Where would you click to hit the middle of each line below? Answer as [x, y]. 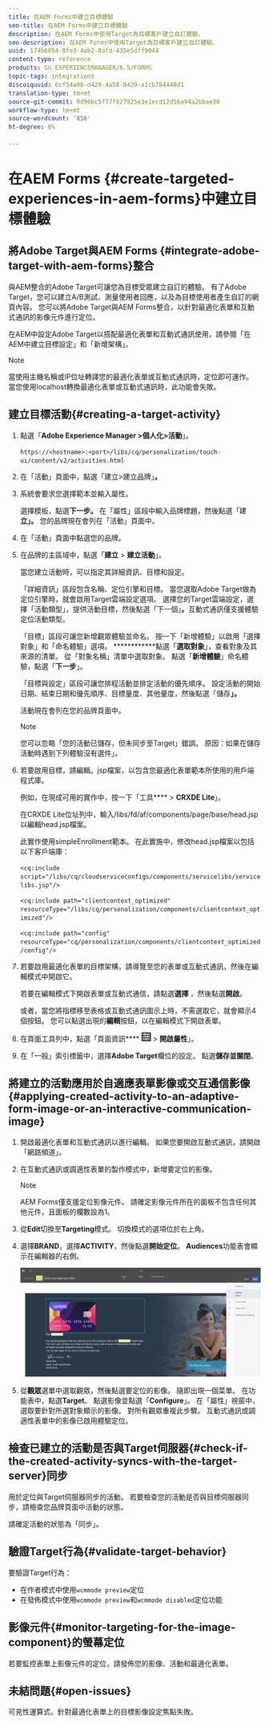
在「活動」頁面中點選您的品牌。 [72, 537]
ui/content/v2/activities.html [72, 461]
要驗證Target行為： [40, 1572]
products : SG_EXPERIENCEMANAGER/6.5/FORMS [80, 68]
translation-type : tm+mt [50, 93]
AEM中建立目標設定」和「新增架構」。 [70, 344]
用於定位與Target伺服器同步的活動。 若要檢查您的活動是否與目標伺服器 [125, 1497]
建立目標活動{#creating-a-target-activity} [115, 415]
